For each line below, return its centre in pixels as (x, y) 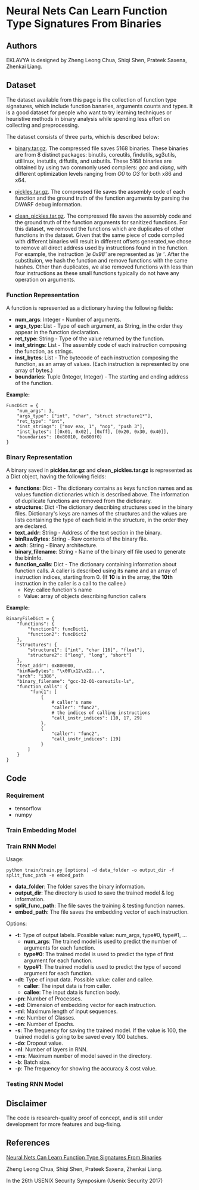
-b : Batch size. (33, 1062)
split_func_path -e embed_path (45, 875)
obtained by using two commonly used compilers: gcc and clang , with (101, 167)
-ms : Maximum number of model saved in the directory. (83, 1056)
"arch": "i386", (37, 676)
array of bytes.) (34, 370)
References (28, 1143)
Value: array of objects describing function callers (85, 596)
